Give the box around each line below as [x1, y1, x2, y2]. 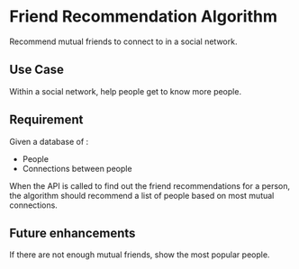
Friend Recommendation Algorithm [9, 6, 277, 27]
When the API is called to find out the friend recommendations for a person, [9, 180, 291, 191]
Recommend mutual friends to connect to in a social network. [9, 36, 238, 47]
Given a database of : [9, 136, 89, 147]
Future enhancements [9, 225, 136, 240]
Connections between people [22, 163, 132, 174]
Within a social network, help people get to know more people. [9, 85, 241, 96]
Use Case [9, 62, 65, 77]
